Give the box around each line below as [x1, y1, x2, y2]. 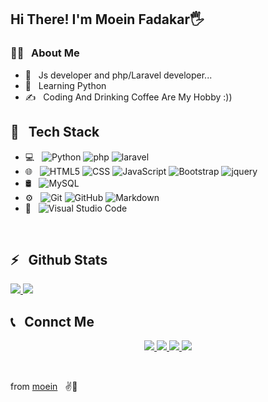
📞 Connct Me [10, 313, 95, 330]
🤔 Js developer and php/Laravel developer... [24, 69, 213, 81]
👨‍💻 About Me [10, 46, 80, 60]
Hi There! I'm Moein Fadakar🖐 [10, 11, 205, 28]
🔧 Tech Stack [10, 124, 100, 141]
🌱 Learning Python [24, 79, 107, 91]
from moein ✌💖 [10, 381, 78, 393]
